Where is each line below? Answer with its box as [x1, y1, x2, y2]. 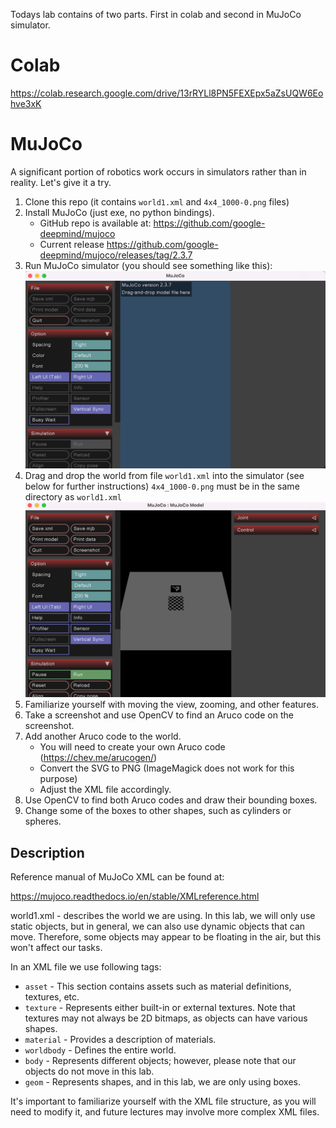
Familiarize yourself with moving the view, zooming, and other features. [24, 699, 319, 711]
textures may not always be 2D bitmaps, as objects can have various [24, 1012, 308, 1024]
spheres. [24, 815, 62, 828]
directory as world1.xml [24, 490, 122, 503]
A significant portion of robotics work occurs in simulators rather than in [10, 165, 307, 178]
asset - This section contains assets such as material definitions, [24, 980, 292, 993]
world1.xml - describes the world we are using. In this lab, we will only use [10, 910, 316, 922]
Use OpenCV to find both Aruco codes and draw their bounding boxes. [24, 794, 318, 806]
